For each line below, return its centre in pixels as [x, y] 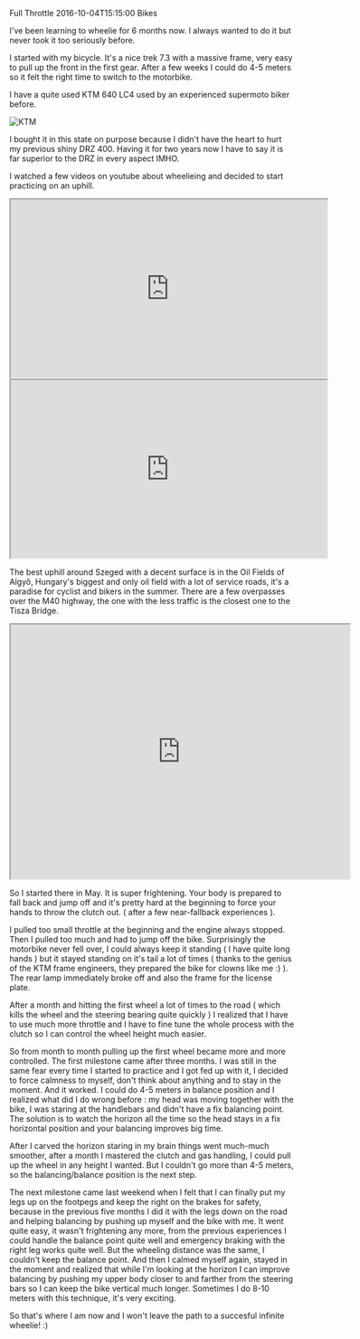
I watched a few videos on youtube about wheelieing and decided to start [146, 176]
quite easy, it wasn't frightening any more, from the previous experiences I [148, 1231]
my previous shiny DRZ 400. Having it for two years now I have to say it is [147, 149]
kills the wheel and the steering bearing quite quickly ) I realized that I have [149, 1014]
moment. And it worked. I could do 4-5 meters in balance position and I [142, 1090]
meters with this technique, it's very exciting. [93, 1298]
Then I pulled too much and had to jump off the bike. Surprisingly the [137, 939]
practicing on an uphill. [52, 186]
